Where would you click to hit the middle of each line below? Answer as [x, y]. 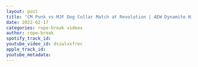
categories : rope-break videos [44, 28]
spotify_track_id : [29, 38]
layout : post [22, 11]
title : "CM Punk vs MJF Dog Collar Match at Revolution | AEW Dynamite [96, 17]
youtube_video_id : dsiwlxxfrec [44, 44]
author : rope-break [30, 33]
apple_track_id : [26, 50]
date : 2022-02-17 [27, 22]
